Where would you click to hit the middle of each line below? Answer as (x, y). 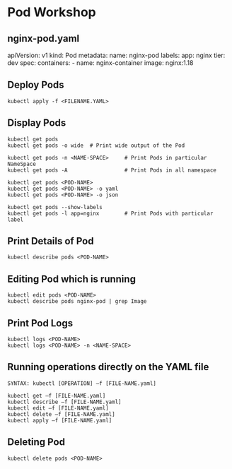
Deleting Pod (36, 442)
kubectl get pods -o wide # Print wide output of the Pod (96, 146)
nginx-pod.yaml (43, 38)
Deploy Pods (36, 85)
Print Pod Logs (40, 323)
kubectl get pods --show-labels (55, 207)
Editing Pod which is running (72, 279)
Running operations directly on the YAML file (108, 367)
